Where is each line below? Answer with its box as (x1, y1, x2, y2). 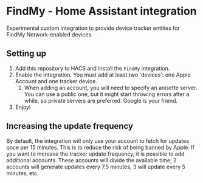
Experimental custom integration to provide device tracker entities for (6, 24, 181, 32)
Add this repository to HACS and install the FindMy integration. (15, 64, 170, 72)
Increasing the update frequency (6, 121, 134, 131)
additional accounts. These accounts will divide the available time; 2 (6, 156, 177, 164)
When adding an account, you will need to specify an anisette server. (24, 84, 198, 91)
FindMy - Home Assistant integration (6, 4, 197, 18)
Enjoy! (15, 103, 31, 111)
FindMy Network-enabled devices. (6, 30, 93, 38)
